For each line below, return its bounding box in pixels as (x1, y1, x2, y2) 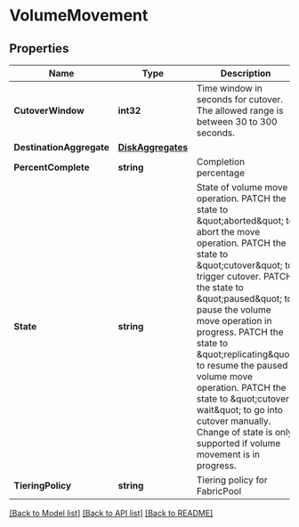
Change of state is (196, 426, 273, 438)
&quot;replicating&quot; (196, 348, 295, 361)
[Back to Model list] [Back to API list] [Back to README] (9, 508, 214, 518)
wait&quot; (196, 404, 242, 416)
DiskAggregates (117, 142, 189, 153)
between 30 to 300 (196, 116, 278, 127)
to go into (243, 404, 283, 416)
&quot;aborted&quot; (196, 215, 284, 227)
